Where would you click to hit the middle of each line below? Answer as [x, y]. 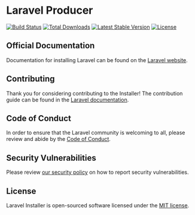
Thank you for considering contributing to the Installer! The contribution [95, 93]
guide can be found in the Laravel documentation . [68, 100]
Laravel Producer [50, 10]
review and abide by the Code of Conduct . [58, 139]
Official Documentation [51, 46]
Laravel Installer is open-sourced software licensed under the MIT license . [98, 205]
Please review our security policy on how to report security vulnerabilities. [97, 172]
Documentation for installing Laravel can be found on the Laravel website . [97, 60]
